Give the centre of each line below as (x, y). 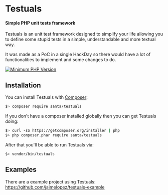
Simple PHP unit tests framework (40, 23)
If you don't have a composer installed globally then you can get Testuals (81, 116)
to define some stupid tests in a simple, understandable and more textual (80, 39)
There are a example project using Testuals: (51, 181)
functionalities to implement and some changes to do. (61, 60)
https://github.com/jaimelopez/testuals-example (55, 187)
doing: (12, 121)
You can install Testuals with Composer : (46, 97)
